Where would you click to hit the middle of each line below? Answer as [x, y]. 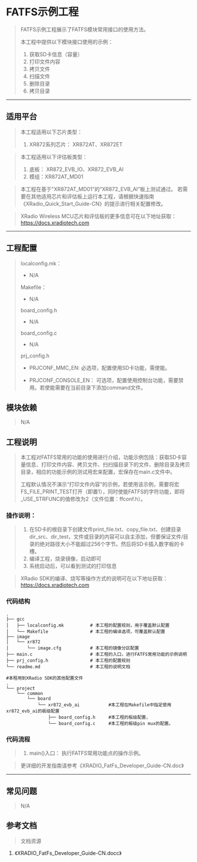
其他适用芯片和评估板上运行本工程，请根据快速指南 [92, 196]
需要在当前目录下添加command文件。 [101, 387]
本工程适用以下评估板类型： [54, 156]
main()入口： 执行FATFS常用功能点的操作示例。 [86, 753]
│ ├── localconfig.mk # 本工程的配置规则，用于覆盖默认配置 [88, 625]
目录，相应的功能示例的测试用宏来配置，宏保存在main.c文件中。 [98, 472]
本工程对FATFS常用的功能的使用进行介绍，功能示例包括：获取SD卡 [101, 457]
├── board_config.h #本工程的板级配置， [99, 717]
